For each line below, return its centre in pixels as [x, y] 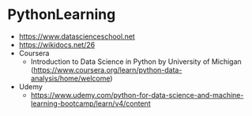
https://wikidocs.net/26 [57, 44]
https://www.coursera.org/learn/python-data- [108, 69]
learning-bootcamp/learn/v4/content [90, 103]
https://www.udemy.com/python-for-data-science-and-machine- [137, 95]
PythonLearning [62, 15]
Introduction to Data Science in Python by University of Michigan [136, 62]
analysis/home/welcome [70, 78]
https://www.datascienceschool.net [77, 36]
